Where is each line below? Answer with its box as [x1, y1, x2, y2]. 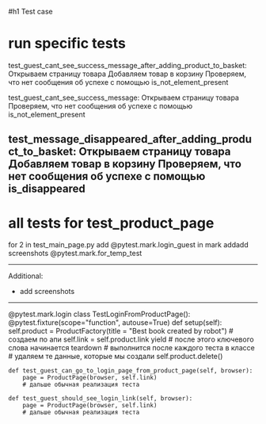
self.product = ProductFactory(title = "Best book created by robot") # [8, 327, 234, 336]
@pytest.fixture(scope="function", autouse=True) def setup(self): [8, 318, 222, 327]
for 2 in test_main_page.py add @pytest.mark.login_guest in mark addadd [8, 240, 249, 250]
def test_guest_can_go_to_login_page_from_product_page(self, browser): [8, 367, 253, 375]
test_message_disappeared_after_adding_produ [8, 132, 252, 146]
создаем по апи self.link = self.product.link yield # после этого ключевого [8, 334, 255, 344]
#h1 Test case [8, 7, 53, 16]
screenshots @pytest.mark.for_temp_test [8, 249, 142, 258]
